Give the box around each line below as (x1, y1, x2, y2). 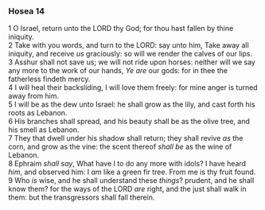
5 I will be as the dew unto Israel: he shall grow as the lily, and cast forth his (8, 99, 255, 109)
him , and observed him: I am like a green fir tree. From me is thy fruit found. (8, 167, 256, 177)
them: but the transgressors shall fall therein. (8, 192, 155, 202)
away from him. (8, 91, 60, 101)
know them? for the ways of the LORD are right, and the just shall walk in (8, 185, 247, 194)
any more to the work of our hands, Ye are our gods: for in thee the (8, 66, 228, 76)
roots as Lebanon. (8, 108, 68, 118)
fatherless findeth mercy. (8, 74, 91, 84)
